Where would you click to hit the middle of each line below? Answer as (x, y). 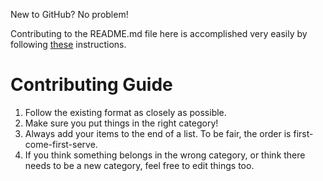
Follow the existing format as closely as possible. (125, 112)
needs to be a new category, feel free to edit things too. (139, 165)
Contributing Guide (91, 85)
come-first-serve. (61, 144)
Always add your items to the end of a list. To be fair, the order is (158, 133)
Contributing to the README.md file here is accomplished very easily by (159, 33)
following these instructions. (68, 44)
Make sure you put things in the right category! (121, 123)
